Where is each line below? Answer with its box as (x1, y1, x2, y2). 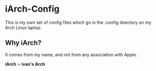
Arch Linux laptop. (5, 24, 42, 30)
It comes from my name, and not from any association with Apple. (5, 52, 137, 57)
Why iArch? (5, 39, 41, 47)
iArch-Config (5, 3, 60, 15)
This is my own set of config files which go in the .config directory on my (5, 19, 152, 25)
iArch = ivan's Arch (5, 61, 45, 67)
